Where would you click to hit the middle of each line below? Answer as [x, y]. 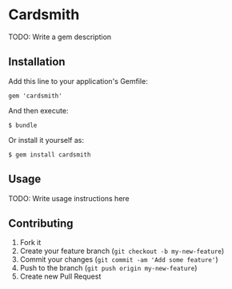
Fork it [30, 243]
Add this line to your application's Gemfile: [78, 81]
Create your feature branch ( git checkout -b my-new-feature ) [122, 251]
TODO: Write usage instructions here [69, 198]
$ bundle [23, 125]
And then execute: [38, 110]
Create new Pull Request [60, 276]
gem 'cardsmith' [35, 96]
